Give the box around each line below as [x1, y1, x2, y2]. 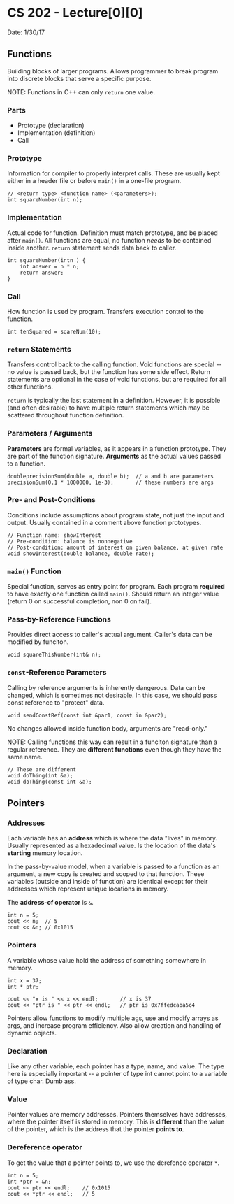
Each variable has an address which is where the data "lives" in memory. [7, 834, 218, 843]
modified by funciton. [7, 638, 69, 646]
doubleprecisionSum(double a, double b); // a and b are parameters [7, 473, 214, 480]
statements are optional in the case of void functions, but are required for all [7, 375, 226, 384]
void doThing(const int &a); [7, 778, 92, 785]
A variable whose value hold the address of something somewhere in [7, 956, 206, 964]
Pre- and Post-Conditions [7, 495, 96, 505]
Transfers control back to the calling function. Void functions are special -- [7, 360, 222, 368]
